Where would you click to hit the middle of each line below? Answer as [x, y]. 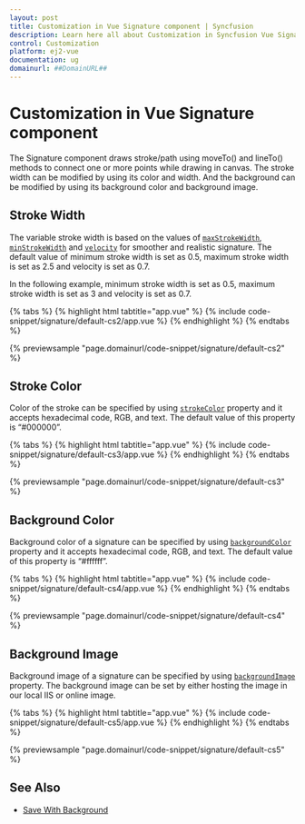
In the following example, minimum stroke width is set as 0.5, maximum [142, 283]
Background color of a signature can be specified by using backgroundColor [151, 542]
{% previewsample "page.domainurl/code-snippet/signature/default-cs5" [147, 750]
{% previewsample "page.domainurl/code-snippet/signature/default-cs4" [148, 616]
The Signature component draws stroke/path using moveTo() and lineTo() [146, 158]
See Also [35, 788]
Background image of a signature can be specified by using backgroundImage [152, 676]
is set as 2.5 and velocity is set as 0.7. [80, 266]
